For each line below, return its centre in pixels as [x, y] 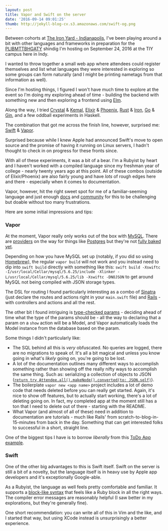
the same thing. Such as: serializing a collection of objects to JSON [82, 374]
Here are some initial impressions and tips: [49, 212]
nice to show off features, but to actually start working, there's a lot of [85, 395]
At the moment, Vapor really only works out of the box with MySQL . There [81, 236]
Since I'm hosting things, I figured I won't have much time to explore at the [82, 90]
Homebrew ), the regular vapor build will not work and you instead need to [82, 261]
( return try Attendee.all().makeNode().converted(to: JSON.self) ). [83, 379]
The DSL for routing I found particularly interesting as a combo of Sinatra [80, 292]
